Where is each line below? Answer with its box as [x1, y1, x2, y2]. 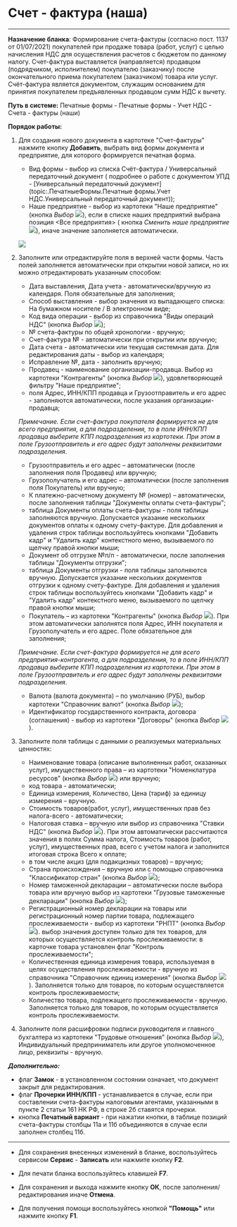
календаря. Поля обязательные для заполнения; [28, 289, 175, 298]
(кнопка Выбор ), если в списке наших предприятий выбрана [28, 210, 221, 219]
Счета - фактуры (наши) [8, 108, 80, 117]
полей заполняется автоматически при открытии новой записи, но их [18, 260, 229, 269]
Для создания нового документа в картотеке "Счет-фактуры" [18, 135, 205, 144]
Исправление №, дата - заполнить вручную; [28, 358, 162, 366]
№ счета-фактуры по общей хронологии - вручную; [28, 327, 186, 336]
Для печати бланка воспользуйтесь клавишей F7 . [18, 1169, 168, 1178]
